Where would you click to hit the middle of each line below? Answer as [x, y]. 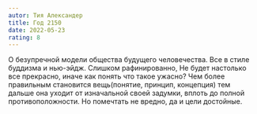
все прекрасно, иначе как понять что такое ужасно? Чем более [117, 76]
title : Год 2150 [35, 23]
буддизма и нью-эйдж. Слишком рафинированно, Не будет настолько [127, 68]
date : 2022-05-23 [37, 30]
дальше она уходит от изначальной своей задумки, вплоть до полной [127, 93]
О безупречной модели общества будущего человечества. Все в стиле [129, 60]
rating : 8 [25, 37]
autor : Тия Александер [45, 15]
